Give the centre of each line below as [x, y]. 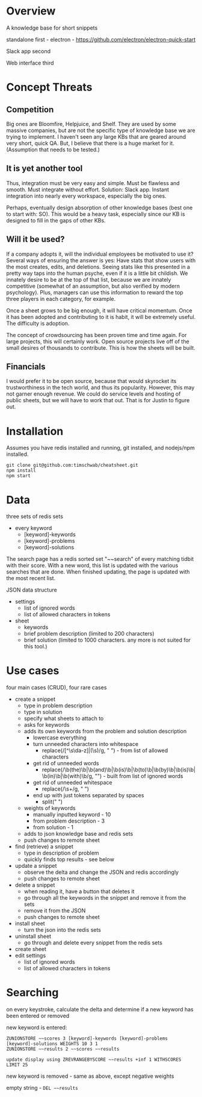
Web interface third [30, 63]
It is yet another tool [44, 169]
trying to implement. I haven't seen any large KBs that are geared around [96, 136]
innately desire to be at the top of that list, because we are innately [89, 279]
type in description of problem [61, 853]
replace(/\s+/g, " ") [65, 789]
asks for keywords [47, 725]
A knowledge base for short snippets [52, 28]
